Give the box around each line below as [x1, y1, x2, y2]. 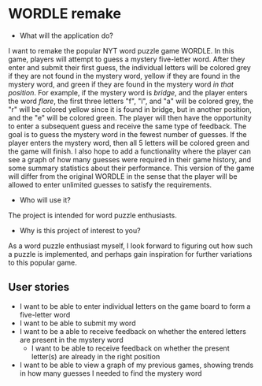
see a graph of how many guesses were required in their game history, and [8, 154, 252, 164]
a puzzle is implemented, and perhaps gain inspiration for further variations [8, 249, 253, 258]
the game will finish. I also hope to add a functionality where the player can [8, 147, 252, 156]
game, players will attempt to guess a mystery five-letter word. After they [8, 54, 245, 64]
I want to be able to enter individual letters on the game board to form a [19, 301, 251, 311]
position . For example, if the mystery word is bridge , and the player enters [8, 87, 248, 97]
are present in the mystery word [19, 335, 124, 344]
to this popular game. [8, 258, 77, 267]
